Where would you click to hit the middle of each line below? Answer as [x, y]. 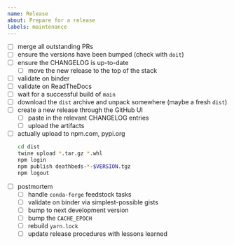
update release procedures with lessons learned [98, 233]
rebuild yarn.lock [53, 225]
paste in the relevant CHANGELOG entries [88, 118]
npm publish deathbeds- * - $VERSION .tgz [74, 166]
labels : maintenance [37, 27]
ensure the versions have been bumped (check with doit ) [101, 55]
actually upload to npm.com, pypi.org [71, 134]
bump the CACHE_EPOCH [60, 218]
